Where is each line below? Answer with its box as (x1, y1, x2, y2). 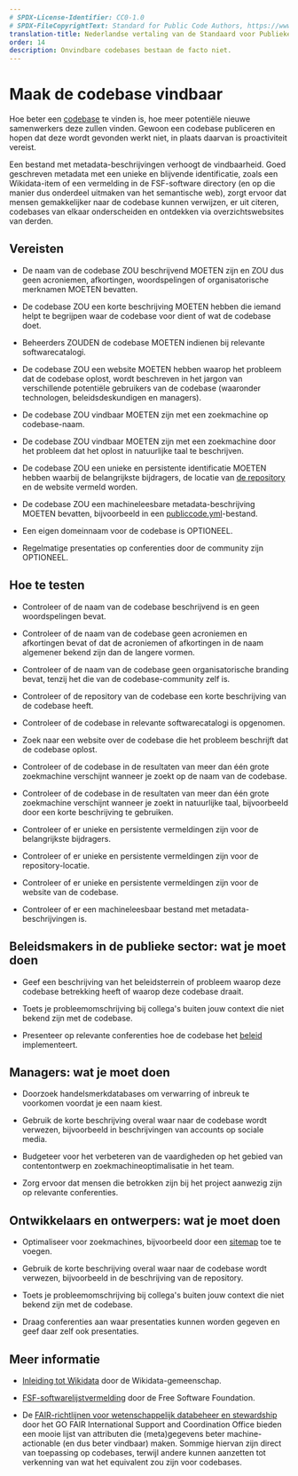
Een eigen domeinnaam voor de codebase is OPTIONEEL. (21, 525, 233, 536)
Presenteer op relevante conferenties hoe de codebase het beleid (21, 1029, 263, 1040)
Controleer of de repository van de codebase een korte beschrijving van (21, 690, 286, 702)
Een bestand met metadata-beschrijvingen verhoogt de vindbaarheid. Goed (9, 159, 286, 170)
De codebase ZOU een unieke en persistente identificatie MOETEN (21, 463, 267, 473)
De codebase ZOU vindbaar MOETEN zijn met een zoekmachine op (21, 409, 269, 420)
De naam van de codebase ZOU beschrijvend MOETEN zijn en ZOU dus (21, 265, 284, 275)
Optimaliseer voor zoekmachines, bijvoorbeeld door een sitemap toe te (21, 1236, 282, 1248)
